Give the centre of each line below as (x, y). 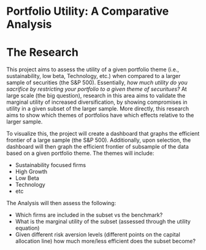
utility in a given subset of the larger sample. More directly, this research (97, 109)
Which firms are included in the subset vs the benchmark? (89, 215)
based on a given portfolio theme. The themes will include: (80, 153)
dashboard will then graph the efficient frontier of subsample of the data (97, 147)
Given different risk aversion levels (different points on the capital (98, 235)
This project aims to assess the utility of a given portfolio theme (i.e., (93, 69)
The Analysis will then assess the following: (61, 203)
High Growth (31, 172)
